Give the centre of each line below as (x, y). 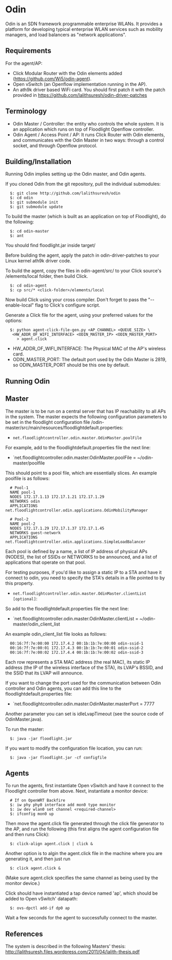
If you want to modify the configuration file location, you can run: (74, 748)
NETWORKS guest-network (35, 533)
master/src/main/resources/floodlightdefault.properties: (64, 428)
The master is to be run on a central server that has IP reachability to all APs (85, 411)
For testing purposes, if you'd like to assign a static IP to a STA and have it (83, 572)
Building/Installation (39, 161)
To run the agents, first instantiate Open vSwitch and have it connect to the (85, 786)
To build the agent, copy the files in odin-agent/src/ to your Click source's (83, 271)
